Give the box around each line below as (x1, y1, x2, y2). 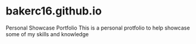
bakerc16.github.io (5, 4, 102, 18)
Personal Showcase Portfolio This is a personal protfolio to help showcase (5, 24, 190, 31)
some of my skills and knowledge (5, 30, 89, 37)
